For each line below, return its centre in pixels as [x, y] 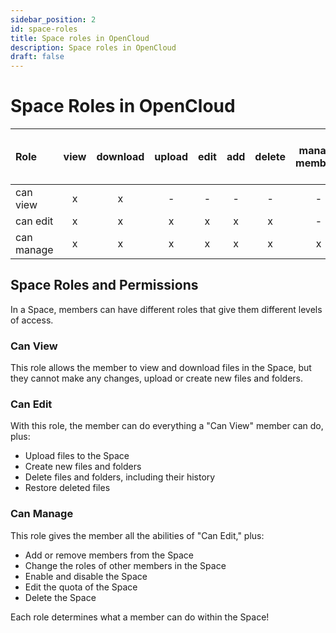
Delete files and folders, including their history [120, 477]
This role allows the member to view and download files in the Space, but [161, 368]
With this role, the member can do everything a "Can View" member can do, [167, 426]
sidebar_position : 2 [53, 19]
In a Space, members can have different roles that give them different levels [166, 309]
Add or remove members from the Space [109, 555]
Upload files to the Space [77, 456]
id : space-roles [44, 29]
